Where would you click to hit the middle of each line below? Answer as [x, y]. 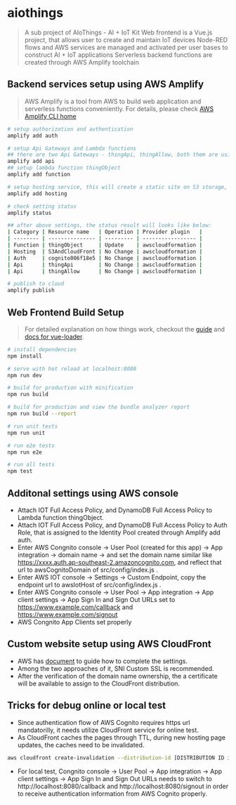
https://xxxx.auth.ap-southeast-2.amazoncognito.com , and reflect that [119, 562]
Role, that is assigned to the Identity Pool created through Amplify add [119, 532]
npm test [20, 471]
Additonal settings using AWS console [93, 493]
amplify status [29, 213]
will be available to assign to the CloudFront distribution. [99, 683]
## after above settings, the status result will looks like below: [110, 225]
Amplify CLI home [50, 116]
